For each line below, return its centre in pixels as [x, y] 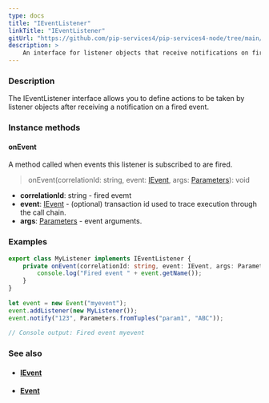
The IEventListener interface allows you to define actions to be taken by [126, 99]
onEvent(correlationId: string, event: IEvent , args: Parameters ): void [139, 180]
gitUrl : [21, 38]
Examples [28, 242]
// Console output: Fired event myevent [77, 333]
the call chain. [43, 212]
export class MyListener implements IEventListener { [100, 258]
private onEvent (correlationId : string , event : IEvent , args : [128, 266]
